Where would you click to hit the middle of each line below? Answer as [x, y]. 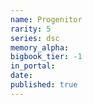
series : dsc [35, 38]
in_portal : [33, 66]
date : [21, 76]
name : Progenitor [46, 19]
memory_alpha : [40, 47]
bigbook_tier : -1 [46, 57]
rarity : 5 [31, 29]
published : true [44, 85]
